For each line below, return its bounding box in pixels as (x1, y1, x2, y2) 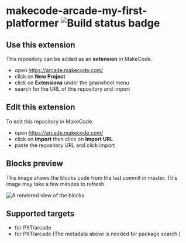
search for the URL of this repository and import (14, 85, 130, 92)
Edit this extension (6, 102, 75, 112)
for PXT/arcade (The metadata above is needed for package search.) (14, 230, 181, 238)
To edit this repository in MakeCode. (6, 118, 94, 125)
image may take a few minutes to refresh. (6, 180, 106, 187)
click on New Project (14, 73, 66, 80)
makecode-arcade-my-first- (6, 4, 147, 18)
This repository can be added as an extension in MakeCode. (6, 56, 153, 62)
